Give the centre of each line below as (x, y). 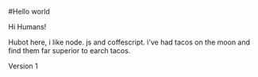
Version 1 (23, 66)
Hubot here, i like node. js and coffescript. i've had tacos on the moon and (129, 42)
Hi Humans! (27, 27)
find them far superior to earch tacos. (69, 50)
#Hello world (29, 12)
